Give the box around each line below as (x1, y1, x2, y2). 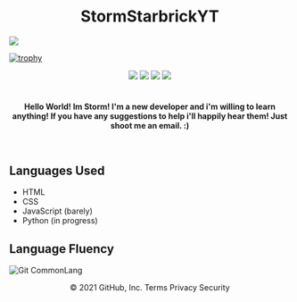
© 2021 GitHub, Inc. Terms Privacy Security (70, 282, 230, 293)
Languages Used (9, 163, 105, 178)
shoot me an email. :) (110, 120, 190, 130)
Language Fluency (9, 241, 114, 256)
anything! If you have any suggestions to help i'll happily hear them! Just (12, 110, 288, 122)
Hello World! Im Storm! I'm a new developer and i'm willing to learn (23, 101, 276, 112)
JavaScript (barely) (21, 206, 94, 216)
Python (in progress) (21, 215, 98, 226)
